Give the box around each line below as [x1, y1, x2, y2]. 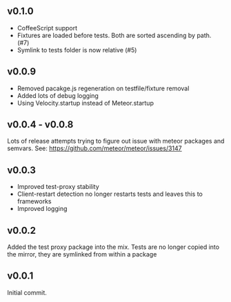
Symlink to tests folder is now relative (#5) [17, 46, 137, 54]
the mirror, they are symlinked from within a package [7, 250, 157, 259]
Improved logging [17, 205, 68, 213]
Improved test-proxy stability [17, 183, 100, 191]
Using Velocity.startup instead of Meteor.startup [17, 99, 154, 107]
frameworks [17, 197, 52, 205]
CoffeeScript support [17, 23, 78, 32]
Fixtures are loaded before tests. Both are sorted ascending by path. [17, 31, 212, 39]
